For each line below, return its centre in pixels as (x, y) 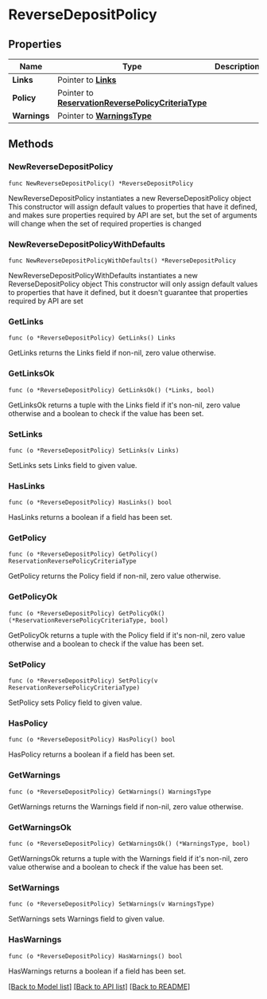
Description (237, 67)
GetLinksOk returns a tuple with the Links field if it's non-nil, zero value (124, 405)
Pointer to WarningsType (104, 116)
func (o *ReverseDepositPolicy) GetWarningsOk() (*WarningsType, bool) (129, 844)
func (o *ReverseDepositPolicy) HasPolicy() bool (92, 740)
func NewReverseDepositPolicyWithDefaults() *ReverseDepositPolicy (122, 261)
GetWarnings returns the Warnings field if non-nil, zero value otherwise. (126, 806)
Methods (31, 144)
